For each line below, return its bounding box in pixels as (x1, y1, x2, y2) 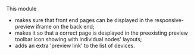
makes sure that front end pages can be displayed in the (14, 17, 154, 23)
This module (6, 5, 37, 12)
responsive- (154, 17, 184, 23)
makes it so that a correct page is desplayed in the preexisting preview (14, 29, 189, 36)
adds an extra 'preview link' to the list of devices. (14, 42, 135, 49)
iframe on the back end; (35, 23, 95, 30)
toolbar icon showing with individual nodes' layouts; (14, 36, 142, 42)
